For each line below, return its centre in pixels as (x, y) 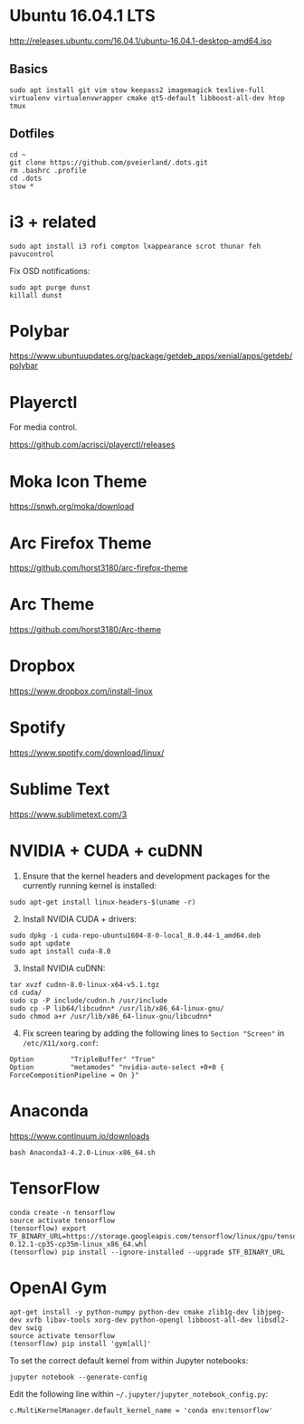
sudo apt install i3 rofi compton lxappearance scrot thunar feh (135, 246)
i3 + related (53, 222)
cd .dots (26, 178)
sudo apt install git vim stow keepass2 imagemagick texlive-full (137, 90)
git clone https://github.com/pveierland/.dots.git (109, 162)
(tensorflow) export (48, 1228)
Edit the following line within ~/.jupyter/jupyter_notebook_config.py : (139, 1393)
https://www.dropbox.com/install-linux (81, 691)
